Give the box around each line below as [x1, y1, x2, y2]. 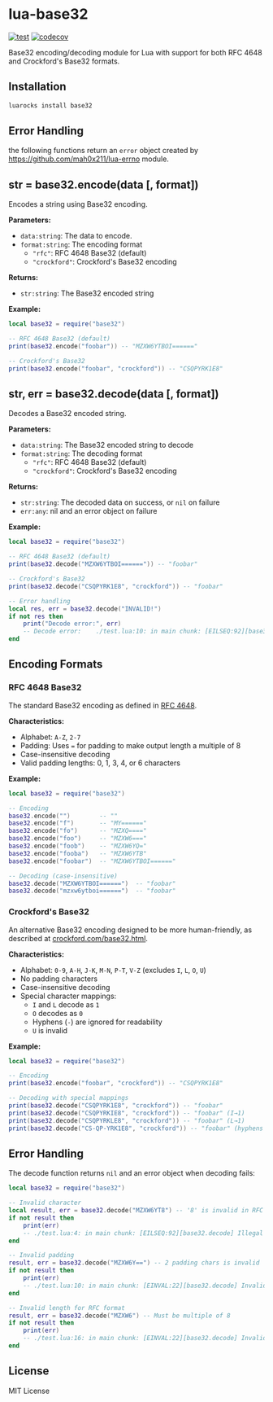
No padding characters [19, 974, 98, 984]
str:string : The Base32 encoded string [19, 288, 154, 298]
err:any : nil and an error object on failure [19, 506, 158, 516]
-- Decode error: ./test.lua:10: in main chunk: [23, 628, 201, 636]
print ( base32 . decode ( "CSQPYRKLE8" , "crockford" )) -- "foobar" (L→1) [8, 1116, 245, 1124]
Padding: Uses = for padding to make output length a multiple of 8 [19, 740, 241, 750]
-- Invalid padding [8, 1251, 75, 1260]
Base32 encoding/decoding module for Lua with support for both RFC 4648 [8, 47, 262, 57]
